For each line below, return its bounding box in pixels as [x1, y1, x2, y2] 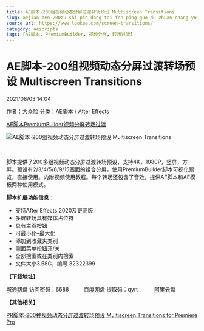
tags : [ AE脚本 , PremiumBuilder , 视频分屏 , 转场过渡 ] [6, 32, 134, 38]
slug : [6, 15, 20, 21]
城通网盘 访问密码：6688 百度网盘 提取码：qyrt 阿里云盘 [6, 286, 176, 293]
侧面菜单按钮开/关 [15, 245, 60, 252]
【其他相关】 [6, 299, 38, 306]
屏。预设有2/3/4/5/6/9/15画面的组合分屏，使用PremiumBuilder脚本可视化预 [6, 166, 194, 173]
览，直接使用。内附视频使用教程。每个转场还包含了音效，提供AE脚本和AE [6, 174, 191, 181]
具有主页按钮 [15, 222, 47, 230]
